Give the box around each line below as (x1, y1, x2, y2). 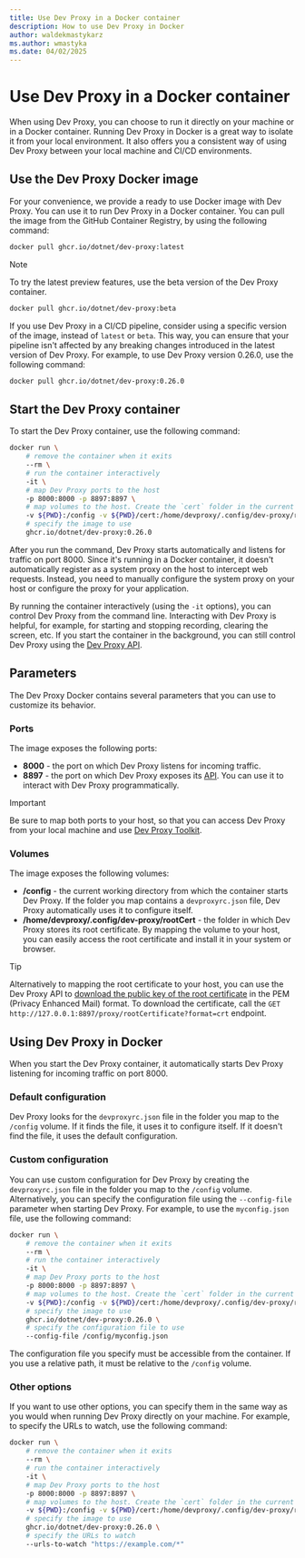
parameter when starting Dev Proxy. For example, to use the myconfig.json (9, 1202, 290, 1214)
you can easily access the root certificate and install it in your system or (22, 934, 292, 945)
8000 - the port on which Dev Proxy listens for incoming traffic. (22, 760, 261, 771)
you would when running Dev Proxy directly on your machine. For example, (9, 1411, 290, 1422)
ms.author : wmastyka (9, 38, 88, 48)
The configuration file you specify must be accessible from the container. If (9, 1348, 291, 1360)
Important (9, 798, 46, 809)
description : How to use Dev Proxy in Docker (9, 22, 184, 31)
